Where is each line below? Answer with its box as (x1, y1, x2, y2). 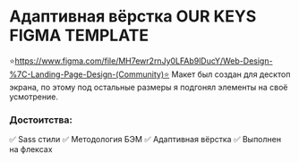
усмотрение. (9, 91, 58, 102)
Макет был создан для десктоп (171, 69, 291, 80)
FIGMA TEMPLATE (9, 25, 149, 46)
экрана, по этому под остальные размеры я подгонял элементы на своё (9, 81, 288, 92)
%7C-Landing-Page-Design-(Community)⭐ (9, 69, 170, 80)
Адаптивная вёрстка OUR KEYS (9, 6, 257, 27)
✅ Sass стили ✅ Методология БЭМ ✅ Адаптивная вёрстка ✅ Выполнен (9, 134, 282, 145)
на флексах (9, 144, 53, 155)
